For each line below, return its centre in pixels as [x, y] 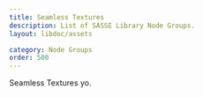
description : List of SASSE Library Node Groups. [102, 26]
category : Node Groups [51, 49]
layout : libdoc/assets [51, 34]
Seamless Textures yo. [50, 83]
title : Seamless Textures [56, 17]
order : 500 [29, 58]
